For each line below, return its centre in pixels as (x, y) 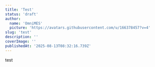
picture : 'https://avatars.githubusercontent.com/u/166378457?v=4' (80, 28)
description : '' (22, 37)
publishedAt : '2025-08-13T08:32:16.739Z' (48, 46)
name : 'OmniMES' (26, 23)
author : (13, 19)
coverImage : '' (21, 42)
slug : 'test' (18, 32)
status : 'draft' (22, 14)
